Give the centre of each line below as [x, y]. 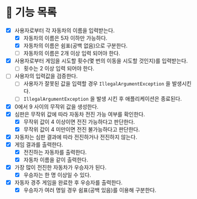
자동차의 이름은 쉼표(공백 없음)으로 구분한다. [76, 46]
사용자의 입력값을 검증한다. [46, 76]
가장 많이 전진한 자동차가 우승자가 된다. [60, 167]
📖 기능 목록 [31, 12]
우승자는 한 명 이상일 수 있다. [57, 175]
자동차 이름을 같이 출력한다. [56, 160]
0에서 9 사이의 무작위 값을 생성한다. [57, 106]
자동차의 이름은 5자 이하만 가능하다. [65, 38]
